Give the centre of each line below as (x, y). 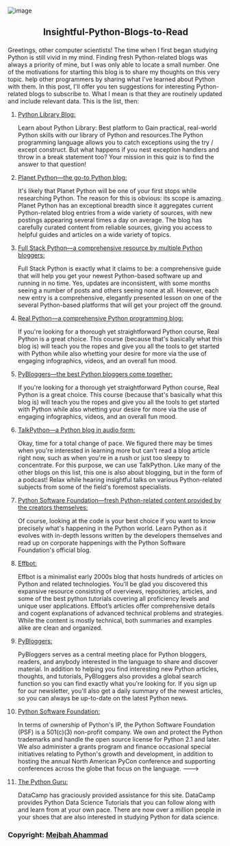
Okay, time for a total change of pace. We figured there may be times (115, 444)
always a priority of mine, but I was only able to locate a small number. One (114, 65)
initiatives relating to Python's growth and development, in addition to (115, 754)
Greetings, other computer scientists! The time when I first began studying (113, 50)
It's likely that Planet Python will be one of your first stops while (107, 191)
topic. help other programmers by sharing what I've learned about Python (111, 80)
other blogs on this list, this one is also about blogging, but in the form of (120, 472)
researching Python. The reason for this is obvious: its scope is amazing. (120, 198)
